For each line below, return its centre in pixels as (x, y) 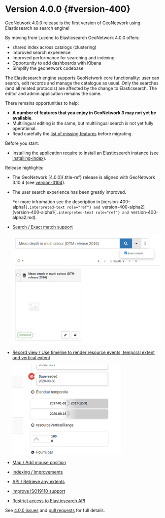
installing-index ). (29, 158)
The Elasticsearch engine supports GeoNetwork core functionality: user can (82, 78)
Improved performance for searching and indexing (63, 57)
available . (22, 118)
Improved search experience (41, 52)
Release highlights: (24, 168)
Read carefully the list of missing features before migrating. (72, 133)
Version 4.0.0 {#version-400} (68, 9)
